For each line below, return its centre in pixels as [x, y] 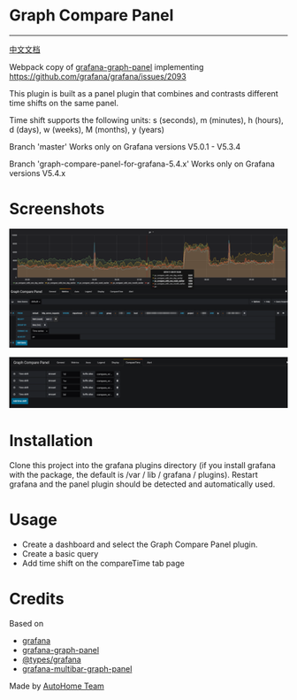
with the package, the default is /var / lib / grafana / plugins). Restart [133, 474]
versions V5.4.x [38, 173]
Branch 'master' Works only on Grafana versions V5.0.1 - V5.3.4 [125, 146]
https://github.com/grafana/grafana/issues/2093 [98, 76]
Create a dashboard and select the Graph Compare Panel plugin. [140, 544]
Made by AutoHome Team [57, 686]
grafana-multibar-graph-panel [77, 668]
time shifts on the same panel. [64, 103]
